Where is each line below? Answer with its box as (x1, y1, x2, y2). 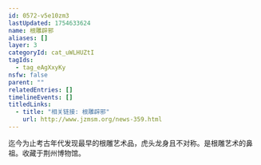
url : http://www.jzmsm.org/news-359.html (22, 116, 162, 124)
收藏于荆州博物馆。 (22, 148, 85, 158)
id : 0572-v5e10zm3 (8, 11, 69, 20)
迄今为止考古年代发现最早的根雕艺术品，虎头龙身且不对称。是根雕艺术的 (8, 138, 246, 147)
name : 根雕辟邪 (8, 26, 54, 34)
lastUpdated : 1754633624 (8, 19, 91, 27)
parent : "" (8, 78, 45, 86)
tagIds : (8, 57, 34, 65)
